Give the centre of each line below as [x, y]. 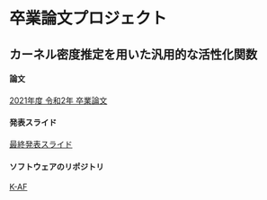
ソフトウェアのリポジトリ [57, 166]
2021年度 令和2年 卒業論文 [58, 100]
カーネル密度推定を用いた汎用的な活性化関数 [133, 54]
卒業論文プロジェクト [89, 18]
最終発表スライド [41, 143]
